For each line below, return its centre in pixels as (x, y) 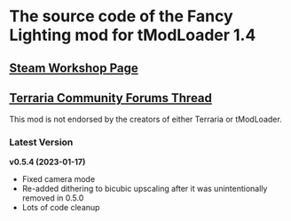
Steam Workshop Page (74, 68)
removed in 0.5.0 (53, 198)
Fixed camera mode (59, 178)
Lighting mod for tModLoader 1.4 (133, 35)
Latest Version (41, 142)
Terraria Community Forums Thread (111, 98)
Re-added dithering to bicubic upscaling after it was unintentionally (145, 188)
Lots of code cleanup (61, 207)
